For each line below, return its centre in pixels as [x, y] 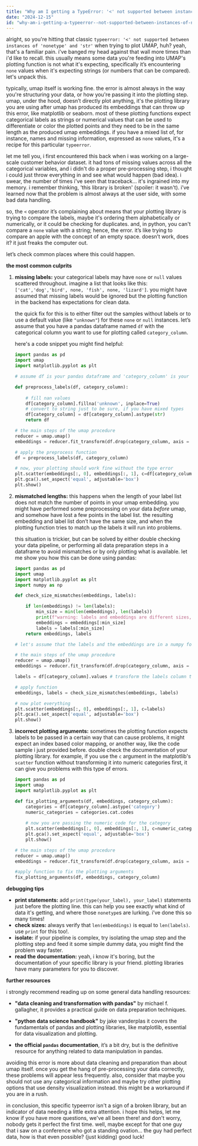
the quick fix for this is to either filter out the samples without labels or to [103, 314]
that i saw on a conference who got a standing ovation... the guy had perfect [99, 1131]
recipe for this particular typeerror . [49, 145]
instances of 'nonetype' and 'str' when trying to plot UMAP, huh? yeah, [96, 45]
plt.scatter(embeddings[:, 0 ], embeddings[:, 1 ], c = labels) [90, 709]
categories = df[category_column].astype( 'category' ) [93, 807]
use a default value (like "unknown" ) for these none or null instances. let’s [103, 320]
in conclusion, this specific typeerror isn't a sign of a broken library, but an [96, 1106]
